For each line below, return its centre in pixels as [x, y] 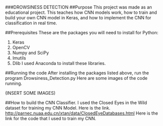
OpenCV [21, 47]
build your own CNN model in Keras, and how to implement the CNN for [78, 18]
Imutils [19, 58]
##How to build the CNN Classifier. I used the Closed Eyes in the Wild [76, 103]
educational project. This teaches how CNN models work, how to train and [81, 12]
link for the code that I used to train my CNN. [51, 118]
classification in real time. [31, 23]
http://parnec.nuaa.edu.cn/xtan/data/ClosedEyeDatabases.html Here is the [82, 113]
